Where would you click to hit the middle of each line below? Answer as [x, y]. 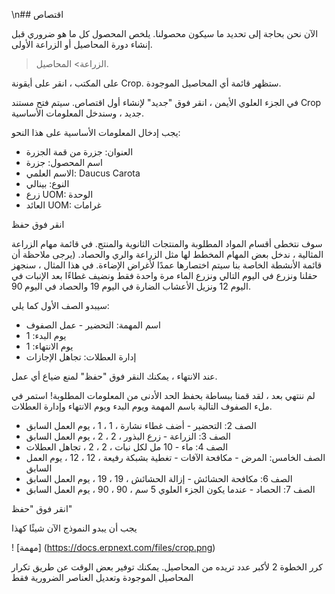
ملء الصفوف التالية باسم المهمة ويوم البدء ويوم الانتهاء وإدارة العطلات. [142, 406]
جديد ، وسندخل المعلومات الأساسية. [78, 113]
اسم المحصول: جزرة [64, 162]
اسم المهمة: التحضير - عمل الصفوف [93, 325]
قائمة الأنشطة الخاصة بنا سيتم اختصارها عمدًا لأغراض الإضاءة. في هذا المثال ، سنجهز [167, 265]
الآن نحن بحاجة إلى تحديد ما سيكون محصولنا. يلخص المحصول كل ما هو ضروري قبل [165, 33]
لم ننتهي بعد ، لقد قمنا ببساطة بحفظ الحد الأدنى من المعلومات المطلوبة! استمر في [163, 395]
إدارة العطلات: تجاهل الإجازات [81, 357]
